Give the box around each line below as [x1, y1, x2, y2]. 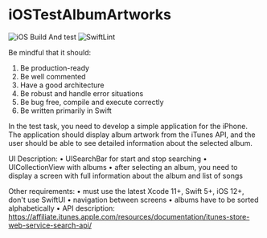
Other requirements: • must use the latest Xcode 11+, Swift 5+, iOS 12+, [8, 186, 244, 196]
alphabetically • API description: [8, 203, 115, 213]
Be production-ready [19, 63, 90, 73]
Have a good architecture [19, 80, 105, 90]
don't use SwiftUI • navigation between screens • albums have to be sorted [8, 195, 259, 204]
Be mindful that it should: [8, 47, 92, 57]
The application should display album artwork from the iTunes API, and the [8, 130, 256, 139]
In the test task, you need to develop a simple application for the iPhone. [8, 121, 248, 131]
